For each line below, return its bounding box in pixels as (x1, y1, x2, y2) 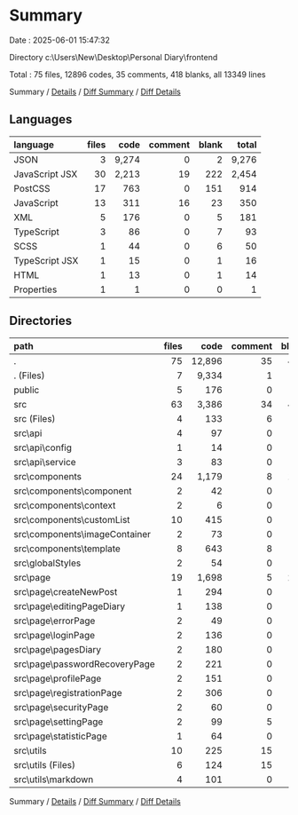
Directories (9, 313, 73, 328)
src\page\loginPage (13, 629, 96, 641)
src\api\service (13, 455, 77, 468)
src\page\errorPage (13, 614, 96, 627)
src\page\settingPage (13, 716, 104, 728)
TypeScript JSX (13, 254, 79, 266)
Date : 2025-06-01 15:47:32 (9, 35, 111, 45)
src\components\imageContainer (13, 527, 152, 540)
